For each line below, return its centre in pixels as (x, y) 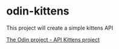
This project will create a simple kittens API (60, 28)
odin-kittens (38, 11)
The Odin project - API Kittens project (53, 39)
